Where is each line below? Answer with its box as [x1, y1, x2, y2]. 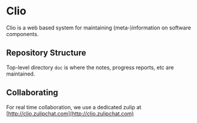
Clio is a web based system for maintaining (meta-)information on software [6, 24, 192, 31]
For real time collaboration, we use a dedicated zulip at [6, 103, 142, 110]
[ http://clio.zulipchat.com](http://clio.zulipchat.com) [6, 110, 134, 117]
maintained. [6, 70, 35, 77]
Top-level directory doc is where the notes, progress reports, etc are [6, 64, 174, 71]
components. [6, 30, 39, 37]
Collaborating [6, 88, 59, 98]
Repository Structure [6, 48, 87, 58]
